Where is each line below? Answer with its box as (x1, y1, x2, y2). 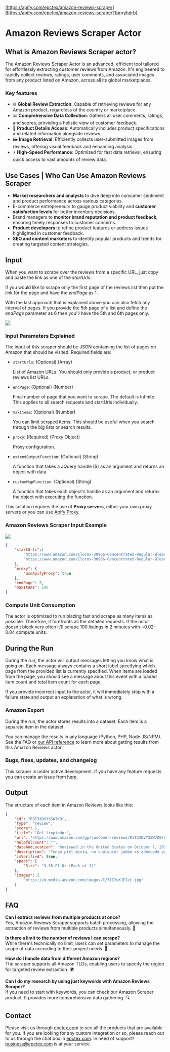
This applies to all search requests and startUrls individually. (12, 399, 138, 406)
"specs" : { (14, 859, 37, 864)
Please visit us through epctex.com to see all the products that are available (5, 1025, 163, 1031)
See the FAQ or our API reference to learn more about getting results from (5, 739, 159, 745)
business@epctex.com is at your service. (5, 1041, 91, 1047)
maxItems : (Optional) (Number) (12, 409, 76, 415)
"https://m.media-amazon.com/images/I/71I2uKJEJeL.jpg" (23, 877, 144, 882)
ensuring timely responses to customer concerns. (12, 220, 116, 226)
